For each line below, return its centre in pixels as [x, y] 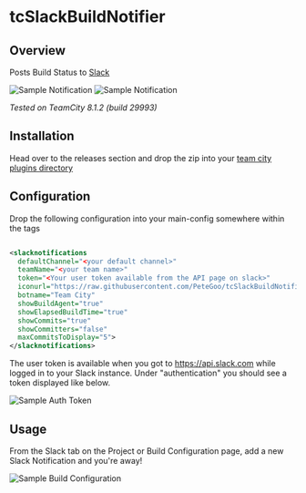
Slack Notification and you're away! [76, 460]
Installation [42, 136]
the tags [25, 228]
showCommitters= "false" [62, 329]
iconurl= [34, 287]
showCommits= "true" [55, 321]
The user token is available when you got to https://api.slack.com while [143, 364]
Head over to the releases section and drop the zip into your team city [141, 158]
